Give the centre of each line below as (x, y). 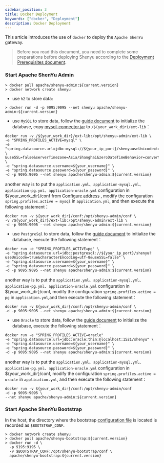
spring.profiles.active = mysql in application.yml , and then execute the (80, 201)
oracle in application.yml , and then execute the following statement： (76, 379)
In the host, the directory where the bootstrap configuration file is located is (81, 420)
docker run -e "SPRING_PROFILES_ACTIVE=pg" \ (52, 249)
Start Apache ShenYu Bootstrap (43, 409)
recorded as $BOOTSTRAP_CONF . (35, 425)
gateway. (14, 43)
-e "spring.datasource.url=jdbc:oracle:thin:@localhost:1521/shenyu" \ (79, 339)
